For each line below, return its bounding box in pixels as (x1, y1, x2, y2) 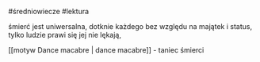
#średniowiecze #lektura (8, 7, 90, 16)
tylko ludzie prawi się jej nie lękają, (8, 31, 121, 39)
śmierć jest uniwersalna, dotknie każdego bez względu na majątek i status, (8, 22, 252, 31)
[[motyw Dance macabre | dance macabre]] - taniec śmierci (8, 46, 205, 54)
